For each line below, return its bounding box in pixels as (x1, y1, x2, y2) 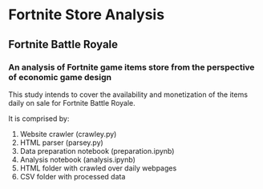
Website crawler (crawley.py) (19, 129, 117, 139)
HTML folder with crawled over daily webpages (19, 163, 177, 173)
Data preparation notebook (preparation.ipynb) (19, 146, 175, 155)
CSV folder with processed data (19, 171, 126, 181)
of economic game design (8, 71, 112, 82)
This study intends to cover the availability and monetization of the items (8, 90, 249, 99)
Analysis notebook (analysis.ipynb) (19, 155, 136, 164)
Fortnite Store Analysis (8, 6, 165, 24)
